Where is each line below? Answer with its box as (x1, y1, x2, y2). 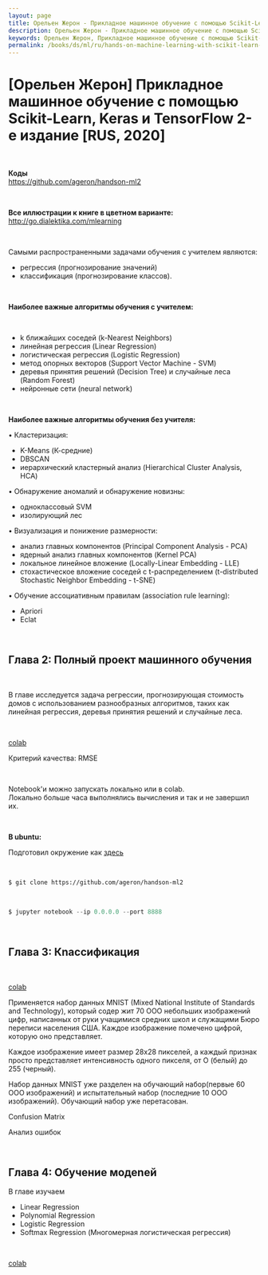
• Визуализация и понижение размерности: (8, 526, 158, 535)
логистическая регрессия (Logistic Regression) (19, 350, 181, 360)
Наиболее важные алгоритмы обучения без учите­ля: (8, 415, 196, 424)
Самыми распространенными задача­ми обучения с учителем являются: (8, 247, 258, 257)
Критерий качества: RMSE (8, 753, 98, 763)
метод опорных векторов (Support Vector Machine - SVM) (19, 358, 217, 368)
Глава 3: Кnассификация (8, 945, 140, 959)
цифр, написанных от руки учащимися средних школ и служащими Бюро (8, 1014, 260, 1024)
